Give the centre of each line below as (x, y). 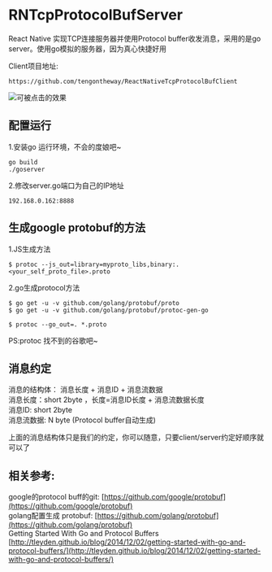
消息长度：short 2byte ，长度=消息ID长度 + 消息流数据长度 (106, 400)
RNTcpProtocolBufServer (96, 15)
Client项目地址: (34, 66)
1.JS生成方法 (30, 249)
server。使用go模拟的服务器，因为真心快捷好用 (88, 48)
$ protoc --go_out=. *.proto (58, 324)
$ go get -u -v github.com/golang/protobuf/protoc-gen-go (108, 310)
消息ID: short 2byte (41, 410)
